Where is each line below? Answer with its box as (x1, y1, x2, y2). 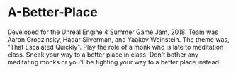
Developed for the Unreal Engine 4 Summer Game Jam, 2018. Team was (7, 28, 218, 36)
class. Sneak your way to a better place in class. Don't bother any (7, 50, 199, 59)
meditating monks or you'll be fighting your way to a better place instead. (7, 57, 221, 66)
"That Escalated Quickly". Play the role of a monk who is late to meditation (7, 43, 224, 51)
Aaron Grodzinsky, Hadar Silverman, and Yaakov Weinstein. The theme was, (7, 35, 230, 43)
